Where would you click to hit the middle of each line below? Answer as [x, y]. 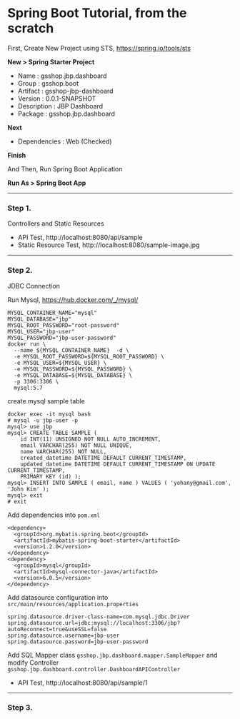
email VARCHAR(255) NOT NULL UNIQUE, [76, 445]
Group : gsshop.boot [48, 83]
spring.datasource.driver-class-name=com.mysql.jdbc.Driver [99, 617]
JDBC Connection [34, 286]
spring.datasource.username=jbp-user [64, 635]
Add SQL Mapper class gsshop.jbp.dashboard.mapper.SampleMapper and [112, 655]
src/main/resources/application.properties [73, 604]
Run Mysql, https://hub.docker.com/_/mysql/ [73, 300]
